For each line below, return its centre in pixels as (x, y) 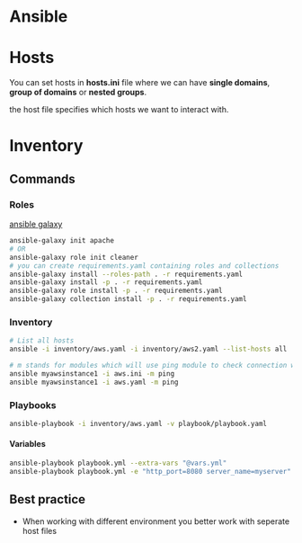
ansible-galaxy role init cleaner (74, 257)
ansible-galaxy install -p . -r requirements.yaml (106, 282)
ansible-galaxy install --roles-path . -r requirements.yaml (126, 274)
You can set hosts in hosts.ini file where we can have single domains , (140, 83)
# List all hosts (42, 341)
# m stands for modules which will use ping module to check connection (148, 366)
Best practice (48, 499)
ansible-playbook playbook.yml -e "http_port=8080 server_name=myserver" (151, 471)
